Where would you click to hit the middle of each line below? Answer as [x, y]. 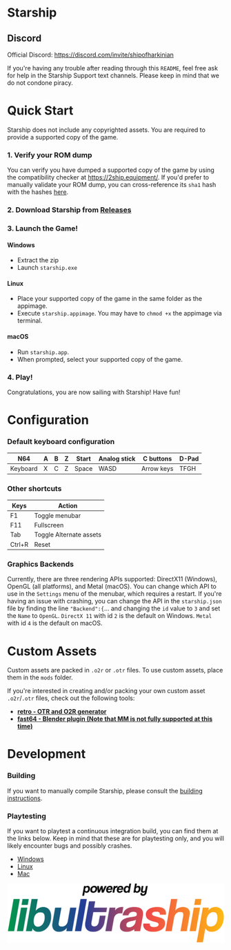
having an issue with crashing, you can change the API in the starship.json [114, 601]
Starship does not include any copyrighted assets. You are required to [106, 130]
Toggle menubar [58, 515]
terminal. [30, 321]
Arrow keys [157, 469]
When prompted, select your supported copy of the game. [100, 359]
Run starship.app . [43, 352]
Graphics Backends [41, 564]
